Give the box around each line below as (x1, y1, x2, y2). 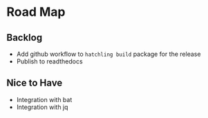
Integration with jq (16, 103, 68, 111)
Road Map (6, 4, 66, 20)
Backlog (6, 32, 43, 43)
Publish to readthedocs (16, 57, 84, 66)
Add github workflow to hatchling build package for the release (16, 50, 201, 58)
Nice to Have (6, 77, 63, 89)
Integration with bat (16, 95, 73, 104)
